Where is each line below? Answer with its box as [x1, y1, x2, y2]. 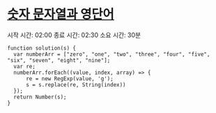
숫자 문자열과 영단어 [7, 6, 115, 22]
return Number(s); [13, 93, 68, 100]
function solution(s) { [7, 45, 77, 52]
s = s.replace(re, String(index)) [25, 81, 127, 88]
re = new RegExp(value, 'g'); [25, 75, 114, 82]
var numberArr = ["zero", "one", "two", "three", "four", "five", [13, 50, 210, 58]
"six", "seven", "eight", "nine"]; [7, 56, 111, 63]
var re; [13, 63, 36, 70]
